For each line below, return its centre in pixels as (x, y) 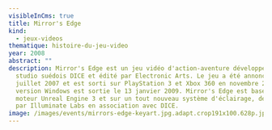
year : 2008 (27, 53)
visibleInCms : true (41, 16)
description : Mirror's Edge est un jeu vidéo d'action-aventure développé (137, 69)
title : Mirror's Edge (45, 23)
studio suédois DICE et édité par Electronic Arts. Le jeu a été (128, 76)
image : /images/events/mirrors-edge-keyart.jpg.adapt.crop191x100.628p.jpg (139, 114)
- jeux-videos (39, 38)
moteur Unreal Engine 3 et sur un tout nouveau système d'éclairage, (135, 99)
